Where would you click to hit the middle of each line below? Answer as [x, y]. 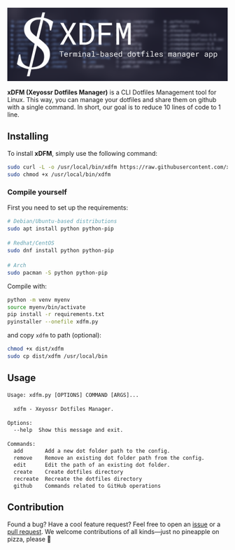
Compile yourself [37, 192]
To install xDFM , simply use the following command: [83, 153]
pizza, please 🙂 [29, 539]
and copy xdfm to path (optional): [54, 335]
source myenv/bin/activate [47, 307]
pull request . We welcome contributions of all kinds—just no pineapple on [113, 531]
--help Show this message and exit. [69, 430]
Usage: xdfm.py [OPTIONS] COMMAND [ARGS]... [73, 395]
